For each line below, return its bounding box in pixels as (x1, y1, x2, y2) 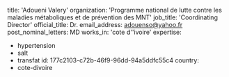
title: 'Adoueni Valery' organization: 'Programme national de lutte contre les (7, 6, 223, 14)
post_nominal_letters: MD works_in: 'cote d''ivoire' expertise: (7, 28, 182, 36)
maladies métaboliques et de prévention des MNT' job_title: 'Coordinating (7, 13, 218, 22)
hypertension (17, 42, 56, 49)
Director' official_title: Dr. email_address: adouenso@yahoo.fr (7, 21, 183, 28)
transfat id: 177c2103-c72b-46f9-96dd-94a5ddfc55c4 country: (17, 56, 200, 65)
